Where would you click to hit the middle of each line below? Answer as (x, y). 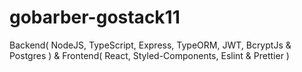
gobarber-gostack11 (95, 17)
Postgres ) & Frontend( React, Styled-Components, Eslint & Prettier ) (149, 55)
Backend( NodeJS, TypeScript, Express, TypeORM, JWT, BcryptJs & (150, 45)
